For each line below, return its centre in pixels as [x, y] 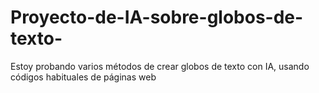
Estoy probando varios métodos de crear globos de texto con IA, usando [160, 66]
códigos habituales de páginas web [83, 77]
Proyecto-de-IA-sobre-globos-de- [157, 17]
